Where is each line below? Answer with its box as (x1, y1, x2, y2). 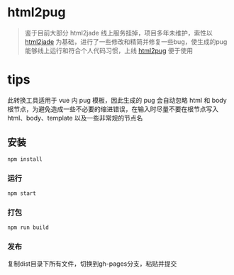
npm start (7, 189, 37, 197)
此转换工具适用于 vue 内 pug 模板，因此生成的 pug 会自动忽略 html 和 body (7, 96, 227, 104)
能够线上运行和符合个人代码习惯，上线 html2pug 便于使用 (24, 46, 194, 55)
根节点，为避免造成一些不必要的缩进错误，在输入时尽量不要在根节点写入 (7, 104, 218, 113)
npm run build (7, 224, 50, 231)
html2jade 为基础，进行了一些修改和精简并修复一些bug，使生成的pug (24, 37, 228, 46)
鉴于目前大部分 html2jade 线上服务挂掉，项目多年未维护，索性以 (24, 28, 213, 37)
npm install (7, 155, 43, 163)
